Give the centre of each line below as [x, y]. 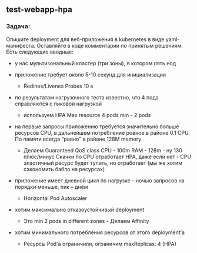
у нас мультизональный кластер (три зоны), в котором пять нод [95, 63]
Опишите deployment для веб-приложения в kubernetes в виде [85, 39]
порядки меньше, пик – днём [51, 187]
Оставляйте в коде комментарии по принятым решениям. [110, 45]
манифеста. [21, 45]
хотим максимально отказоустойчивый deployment [79, 209]
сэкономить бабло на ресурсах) [64, 169]
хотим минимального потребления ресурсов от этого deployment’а [100, 232]
